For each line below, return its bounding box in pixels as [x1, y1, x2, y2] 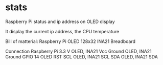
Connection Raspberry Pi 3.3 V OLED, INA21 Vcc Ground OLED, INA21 [5, 48, 152, 54]
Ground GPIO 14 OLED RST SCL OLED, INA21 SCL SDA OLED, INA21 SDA [5, 53, 158, 60]
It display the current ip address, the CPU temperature [5, 28, 120, 34]
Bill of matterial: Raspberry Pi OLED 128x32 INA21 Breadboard [5, 38, 136, 45]
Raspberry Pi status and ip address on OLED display [5, 18, 115, 25]
